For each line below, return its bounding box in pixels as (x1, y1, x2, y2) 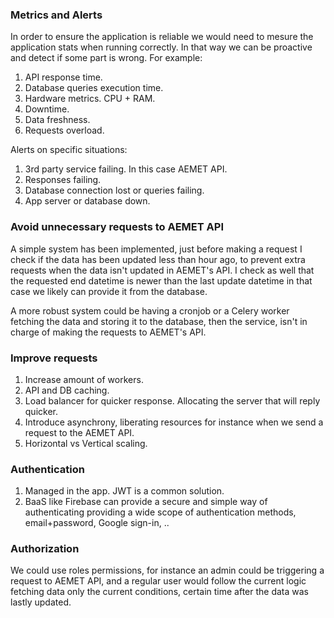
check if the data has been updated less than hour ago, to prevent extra (10, 253, 306, 265)
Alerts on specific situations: (10, 144, 128, 156)
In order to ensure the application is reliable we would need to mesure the (10, 31, 314, 43)
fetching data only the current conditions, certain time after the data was (10, 586, 310, 598)
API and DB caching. (24, 384, 110, 396)
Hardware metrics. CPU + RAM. (24, 93, 156, 105)
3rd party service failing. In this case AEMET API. (24, 163, 228, 175)
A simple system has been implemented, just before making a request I (10, 243, 303, 255)
